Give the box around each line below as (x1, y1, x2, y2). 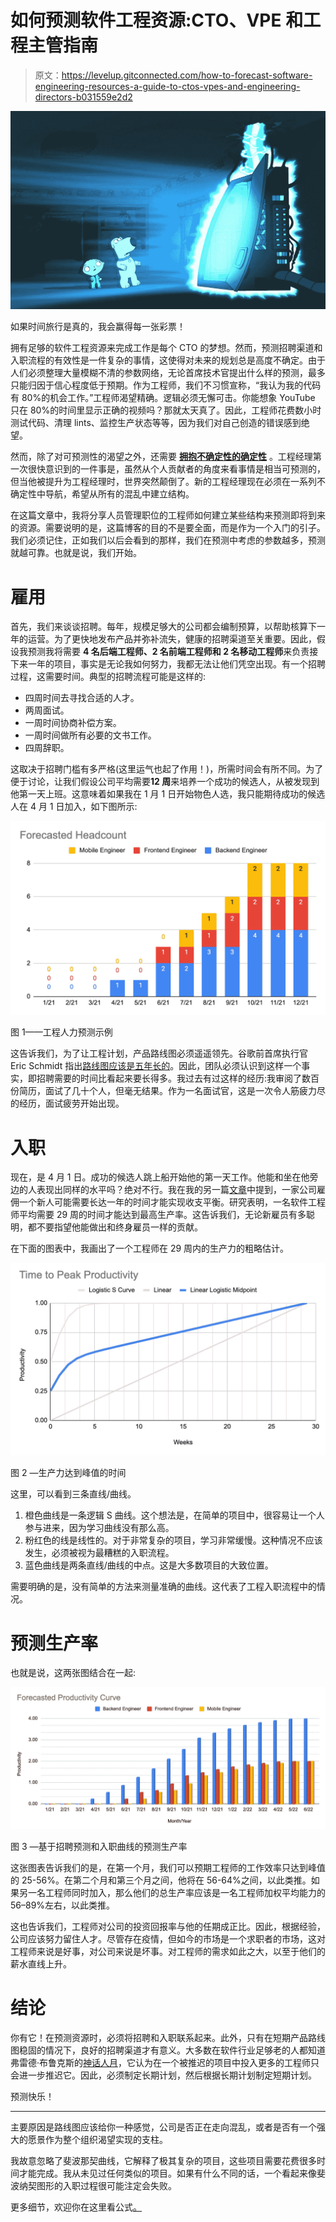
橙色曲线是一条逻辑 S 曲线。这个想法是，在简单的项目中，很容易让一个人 (24, 1509, 325, 1521)
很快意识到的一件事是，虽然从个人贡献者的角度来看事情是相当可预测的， (27, 463, 326, 475)
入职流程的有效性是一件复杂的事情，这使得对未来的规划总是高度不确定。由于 (10, 354, 326, 366)
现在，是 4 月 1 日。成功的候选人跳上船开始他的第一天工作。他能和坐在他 (10, 1171, 310, 1183)
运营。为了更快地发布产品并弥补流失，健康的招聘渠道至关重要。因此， (27, 633, 317, 645)
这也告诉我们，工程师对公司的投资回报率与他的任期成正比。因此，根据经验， (10, 1920, 326, 1932)
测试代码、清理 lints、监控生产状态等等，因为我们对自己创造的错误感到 (10, 417, 302, 429)
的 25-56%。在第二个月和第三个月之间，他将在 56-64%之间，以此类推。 (10, 1874, 312, 1886)
